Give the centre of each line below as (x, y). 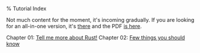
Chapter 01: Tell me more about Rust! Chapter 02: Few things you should (96, 37)
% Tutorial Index (26, 9)
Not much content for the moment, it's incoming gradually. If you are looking (100, 20)
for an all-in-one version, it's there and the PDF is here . (74, 26)
